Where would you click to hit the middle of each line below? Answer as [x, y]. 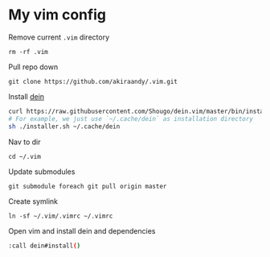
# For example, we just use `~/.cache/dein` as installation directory [131, 118]
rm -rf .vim [28, 52]
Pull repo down [33, 67]
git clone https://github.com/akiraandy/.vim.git [93, 81]
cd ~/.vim [25, 156]
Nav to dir [25, 142]
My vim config [57, 15]
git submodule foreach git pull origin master [88, 186]
